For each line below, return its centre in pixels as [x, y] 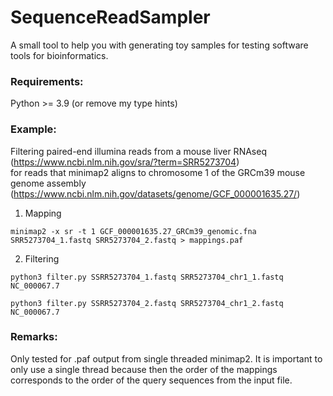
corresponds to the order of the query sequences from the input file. [151, 380]
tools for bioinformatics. [59, 55]
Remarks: [34, 337]
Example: [33, 129]
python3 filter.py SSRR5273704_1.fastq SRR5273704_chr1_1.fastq [147, 277]
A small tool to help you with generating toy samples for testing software [159, 45]
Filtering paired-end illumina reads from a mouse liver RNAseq [138, 151]
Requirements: [47, 81]
